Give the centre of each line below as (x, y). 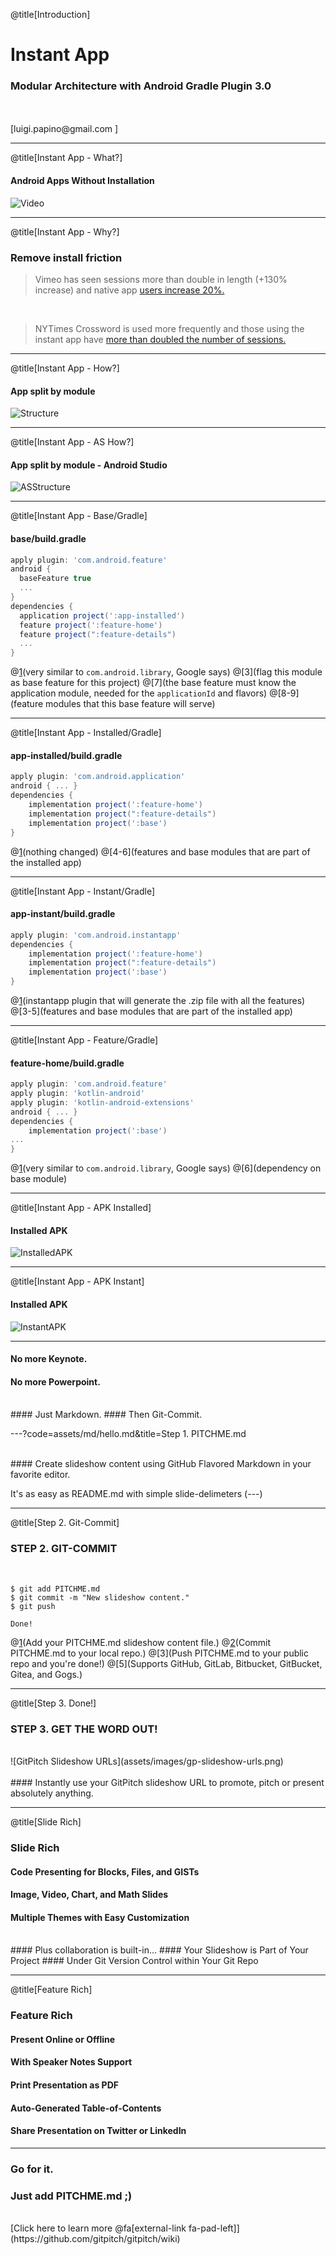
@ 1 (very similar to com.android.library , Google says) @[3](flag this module (166, 672)
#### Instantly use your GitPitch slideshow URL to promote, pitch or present (167, 1782)
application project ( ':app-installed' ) (102, 615)
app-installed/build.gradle (66, 755)
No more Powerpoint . (55, 1381)
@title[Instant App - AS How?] (72, 442)
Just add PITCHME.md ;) (71, 2196)
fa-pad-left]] (214, 2228)
